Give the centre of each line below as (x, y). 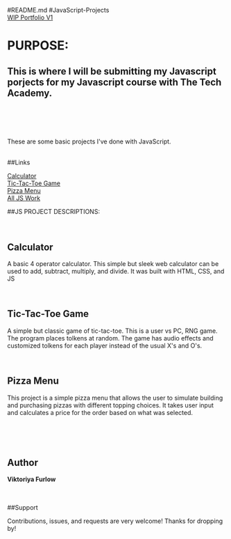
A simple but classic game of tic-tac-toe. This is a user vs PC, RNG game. (112, 331)
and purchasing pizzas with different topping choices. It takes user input (110, 405)
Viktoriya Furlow (32, 479)
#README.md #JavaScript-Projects (58, 10)
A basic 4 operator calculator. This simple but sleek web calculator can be (113, 264)
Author (23, 463)
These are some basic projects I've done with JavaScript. (89, 141)
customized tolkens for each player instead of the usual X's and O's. (105, 345)
